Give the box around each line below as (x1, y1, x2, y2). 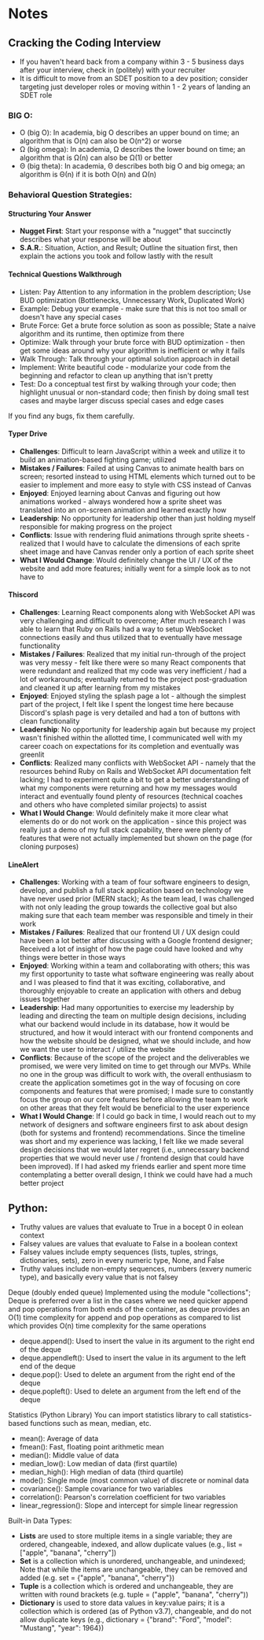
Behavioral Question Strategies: (8, 190, 133, 201)
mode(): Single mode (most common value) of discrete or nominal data (19, 1475, 249, 1485)
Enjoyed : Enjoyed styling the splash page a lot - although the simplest (19, 691, 247, 701)
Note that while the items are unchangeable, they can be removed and (19, 1564, 247, 1575)
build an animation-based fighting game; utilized (19, 454, 177, 465)
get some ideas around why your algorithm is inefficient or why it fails (19, 346, 245, 355)
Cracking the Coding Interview (8, 36, 161, 50)
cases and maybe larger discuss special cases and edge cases (19, 395, 225, 405)
